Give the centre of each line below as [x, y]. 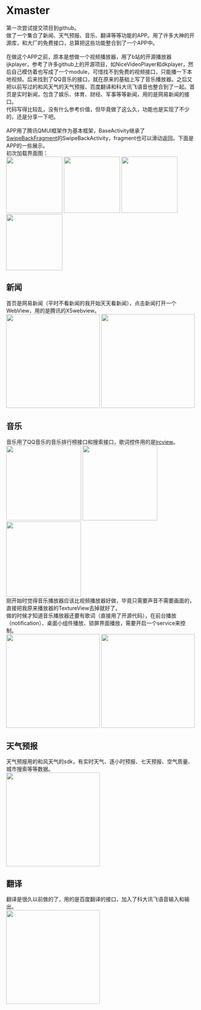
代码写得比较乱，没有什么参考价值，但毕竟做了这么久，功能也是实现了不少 [98, 109]
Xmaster [28, 11]
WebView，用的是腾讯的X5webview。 [53, 310]
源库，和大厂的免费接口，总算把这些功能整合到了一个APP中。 [82, 43]
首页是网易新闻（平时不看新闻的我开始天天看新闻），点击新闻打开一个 [91, 303]
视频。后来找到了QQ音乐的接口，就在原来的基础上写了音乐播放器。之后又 [102, 79]
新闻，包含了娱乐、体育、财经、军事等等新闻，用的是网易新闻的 [105, 94]
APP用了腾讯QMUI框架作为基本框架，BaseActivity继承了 [76, 130]
